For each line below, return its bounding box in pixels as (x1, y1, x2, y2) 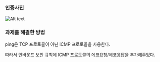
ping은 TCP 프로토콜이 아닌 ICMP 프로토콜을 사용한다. (5, 41, 110, 47)
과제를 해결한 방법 (5, 29, 46, 36)
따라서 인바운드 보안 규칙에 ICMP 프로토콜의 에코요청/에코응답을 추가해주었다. (5, 52, 156, 58)
